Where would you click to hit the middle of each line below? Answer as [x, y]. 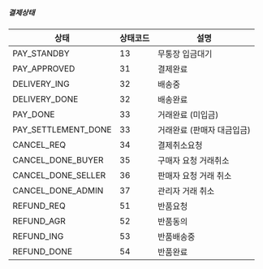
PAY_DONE [34, 114]
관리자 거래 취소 [186, 191]
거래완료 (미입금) [188, 115]
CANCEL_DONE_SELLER [59, 175]
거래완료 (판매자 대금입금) [204, 130]
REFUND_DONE [43, 251]
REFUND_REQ [39, 206]
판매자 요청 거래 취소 [194, 176]
